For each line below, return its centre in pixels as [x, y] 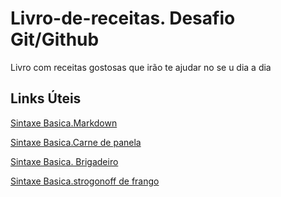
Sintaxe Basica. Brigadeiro [64, 161]
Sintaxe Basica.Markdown [64, 123]
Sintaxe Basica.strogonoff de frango [85, 181]
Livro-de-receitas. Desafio [123, 18]
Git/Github [55, 39]
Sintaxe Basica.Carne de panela [76, 142]
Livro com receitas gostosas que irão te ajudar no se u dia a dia [141, 67]
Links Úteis [46, 98]
